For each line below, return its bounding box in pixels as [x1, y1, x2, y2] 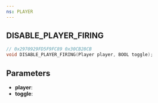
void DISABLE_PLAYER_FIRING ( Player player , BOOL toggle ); [6, 51, 153, 58]
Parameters [6, 68, 51, 78]
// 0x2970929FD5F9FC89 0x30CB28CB [6, 46, 92, 52]
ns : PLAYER [6, 8, 33, 15]
